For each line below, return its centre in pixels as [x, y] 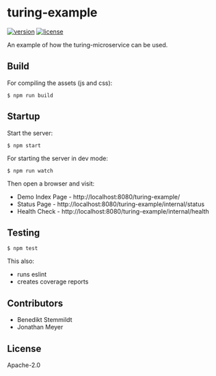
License [24, 348]
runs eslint [32, 275]
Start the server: [30, 133]
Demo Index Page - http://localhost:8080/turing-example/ [98, 197]
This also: [21, 261]
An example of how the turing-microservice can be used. [87, 45]
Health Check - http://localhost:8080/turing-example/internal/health [113, 211]
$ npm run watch [30, 171]
